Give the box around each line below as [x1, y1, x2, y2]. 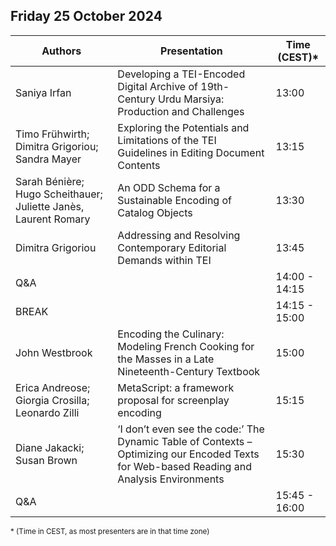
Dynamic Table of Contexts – [117, 434, 253, 448]
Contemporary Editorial [117, 240, 227, 254]
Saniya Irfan [15, 85, 72, 99]
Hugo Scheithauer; [15, 187, 103, 201]
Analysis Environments [117, 472, 225, 486]
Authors [41, 44, 82, 58]
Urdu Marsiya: [158, 92, 225, 106]
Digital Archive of [117, 79, 198, 93]
